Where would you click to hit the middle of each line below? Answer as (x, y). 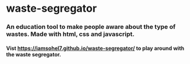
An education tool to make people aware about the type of (91, 27)
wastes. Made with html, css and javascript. (70, 34)
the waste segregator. (34, 54)
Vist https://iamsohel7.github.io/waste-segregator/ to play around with (95, 48)
